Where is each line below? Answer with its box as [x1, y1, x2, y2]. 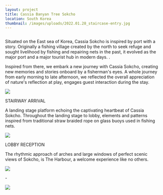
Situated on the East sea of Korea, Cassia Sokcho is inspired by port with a [5, 39, 156, 45]
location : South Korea [5, 16, 51, 21]
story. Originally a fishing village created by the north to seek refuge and [5, 44, 151, 49]
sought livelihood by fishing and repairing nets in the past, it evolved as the [5, 49, 157, 55]
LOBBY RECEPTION [5, 142, 45, 147]
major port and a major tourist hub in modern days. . [5, 54, 110, 60]
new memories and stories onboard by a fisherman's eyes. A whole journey [5, 69, 158, 75]
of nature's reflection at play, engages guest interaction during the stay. [5, 79, 149, 85]
